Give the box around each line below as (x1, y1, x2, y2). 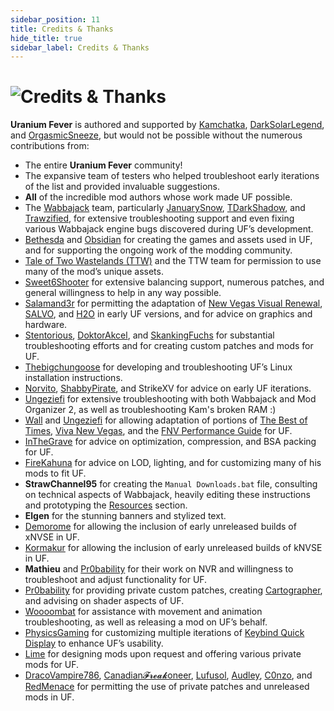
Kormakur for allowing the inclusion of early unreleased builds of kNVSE (24, 542, 323, 554)
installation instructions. (24, 372, 123, 384)
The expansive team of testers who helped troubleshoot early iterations (24, 170, 320, 182)
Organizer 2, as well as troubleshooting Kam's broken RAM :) (24, 404, 277, 416)
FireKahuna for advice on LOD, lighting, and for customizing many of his (24, 457, 322, 469)
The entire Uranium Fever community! (24, 159, 183, 171)
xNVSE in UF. (24, 531, 80, 543)
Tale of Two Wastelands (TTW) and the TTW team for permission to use (24, 255, 322, 267)
